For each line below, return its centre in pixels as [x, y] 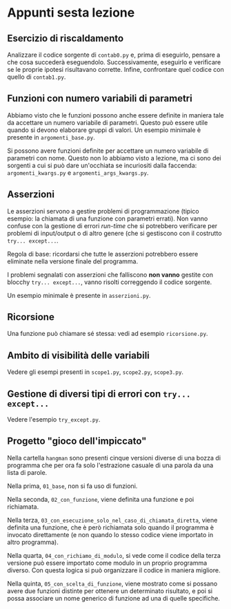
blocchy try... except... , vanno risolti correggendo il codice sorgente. [110, 282]
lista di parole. [27, 472]
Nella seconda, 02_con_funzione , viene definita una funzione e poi [101, 499]
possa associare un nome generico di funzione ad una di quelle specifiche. [114, 598]
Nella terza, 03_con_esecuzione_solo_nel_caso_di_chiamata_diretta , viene [112, 520]
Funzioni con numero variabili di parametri [100, 99]
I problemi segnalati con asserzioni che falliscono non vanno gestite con [110, 274]
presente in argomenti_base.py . [51, 137]
